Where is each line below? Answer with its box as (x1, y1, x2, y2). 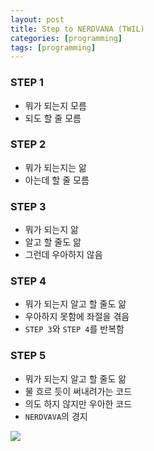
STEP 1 (10, 76, 44, 90)
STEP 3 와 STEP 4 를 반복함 (24, 323, 125, 335)
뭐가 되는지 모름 (24, 99, 87, 111)
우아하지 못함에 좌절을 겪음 (24, 311, 130, 323)
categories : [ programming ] (10, 33, 123, 43)
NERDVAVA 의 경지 (24, 410, 88, 422)
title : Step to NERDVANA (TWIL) (10, 24, 145, 34)
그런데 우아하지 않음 (24, 249, 103, 261)
